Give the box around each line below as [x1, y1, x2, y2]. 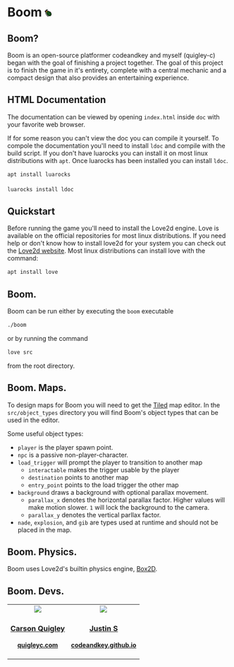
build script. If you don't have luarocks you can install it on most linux [7, 149, 208, 157]
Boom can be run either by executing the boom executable [7, 306, 174, 315]
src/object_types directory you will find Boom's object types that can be [7, 408, 218, 416]
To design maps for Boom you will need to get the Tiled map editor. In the [7, 400, 221, 409]
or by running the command [7, 334, 88, 342]
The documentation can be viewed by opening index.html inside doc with [7, 112, 220, 121]
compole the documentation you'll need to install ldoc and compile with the [7, 141, 226, 150]
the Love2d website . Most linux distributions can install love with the [7, 246, 206, 255]
